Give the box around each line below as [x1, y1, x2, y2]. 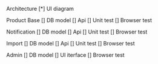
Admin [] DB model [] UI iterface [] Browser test [6, 51, 125, 59]
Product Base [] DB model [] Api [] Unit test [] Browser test [6, 17, 153, 23]
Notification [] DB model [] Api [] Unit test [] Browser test [6, 28, 148, 35]
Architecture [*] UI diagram [6, 5, 74, 12]
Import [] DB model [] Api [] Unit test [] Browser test [6, 40, 135, 47]
